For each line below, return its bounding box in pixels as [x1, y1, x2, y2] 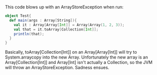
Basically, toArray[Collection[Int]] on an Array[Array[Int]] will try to [5, 49, 137, 55]
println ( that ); [14, 31, 45, 36]
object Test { [5, 14, 31, 18]
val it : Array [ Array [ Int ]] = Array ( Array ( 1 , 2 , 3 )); [14, 22, 125, 27]
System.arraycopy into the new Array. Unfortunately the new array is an [5, 54, 148, 60]
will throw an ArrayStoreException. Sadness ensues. [5, 65, 110, 71]
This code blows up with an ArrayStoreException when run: [5, 4, 124, 10]
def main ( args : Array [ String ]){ [9, 18, 77, 23]
